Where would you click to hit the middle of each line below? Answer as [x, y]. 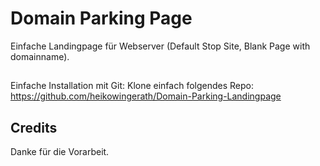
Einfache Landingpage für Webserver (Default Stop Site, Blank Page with [160, 46]
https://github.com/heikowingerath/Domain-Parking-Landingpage [146, 96]
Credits [34, 127]
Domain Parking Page [101, 18]
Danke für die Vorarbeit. [60, 152]
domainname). [40, 56]
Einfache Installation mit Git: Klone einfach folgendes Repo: [132, 86]
